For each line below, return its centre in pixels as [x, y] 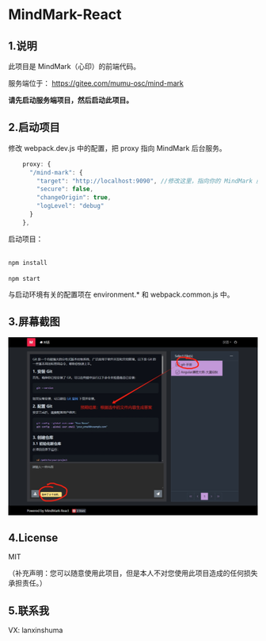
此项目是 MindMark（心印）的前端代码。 [74, 66]
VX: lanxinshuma [36, 630]
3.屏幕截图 [34, 322]
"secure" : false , [65, 189]
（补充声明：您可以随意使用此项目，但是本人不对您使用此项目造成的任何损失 [133, 574]
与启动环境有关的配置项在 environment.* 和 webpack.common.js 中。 [121, 294]
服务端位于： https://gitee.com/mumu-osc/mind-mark [96, 83]
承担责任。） [27, 583]
